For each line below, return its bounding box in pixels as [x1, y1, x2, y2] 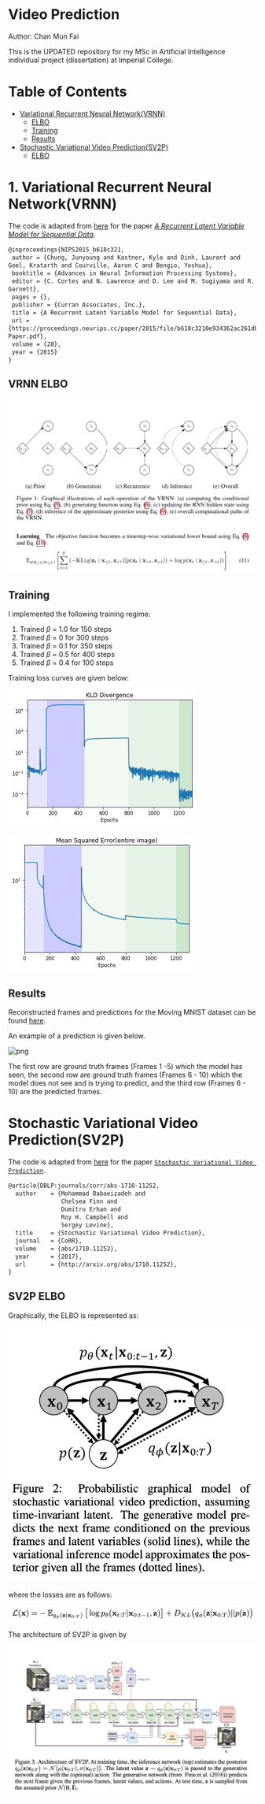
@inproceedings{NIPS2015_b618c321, [8, 246, 125, 254]
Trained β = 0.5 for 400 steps [19, 650, 116, 659]
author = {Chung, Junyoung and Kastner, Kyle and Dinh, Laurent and [11, 254, 241, 262]
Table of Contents [8, 83, 127, 101]
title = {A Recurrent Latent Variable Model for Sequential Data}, [11, 309, 237, 317]
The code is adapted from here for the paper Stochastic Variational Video [8, 1157, 253, 1167]
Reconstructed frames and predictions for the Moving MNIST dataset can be [8, 1008, 256, 1017]
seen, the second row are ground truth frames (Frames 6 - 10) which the [8, 1070, 243, 1080]
